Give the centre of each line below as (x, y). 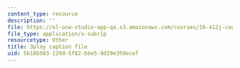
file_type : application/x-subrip (57, 34)
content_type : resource (43, 14)
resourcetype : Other (38, 40)
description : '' (31, 21)
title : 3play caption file (47, 47)
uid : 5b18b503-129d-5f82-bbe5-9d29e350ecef (73, 54)
